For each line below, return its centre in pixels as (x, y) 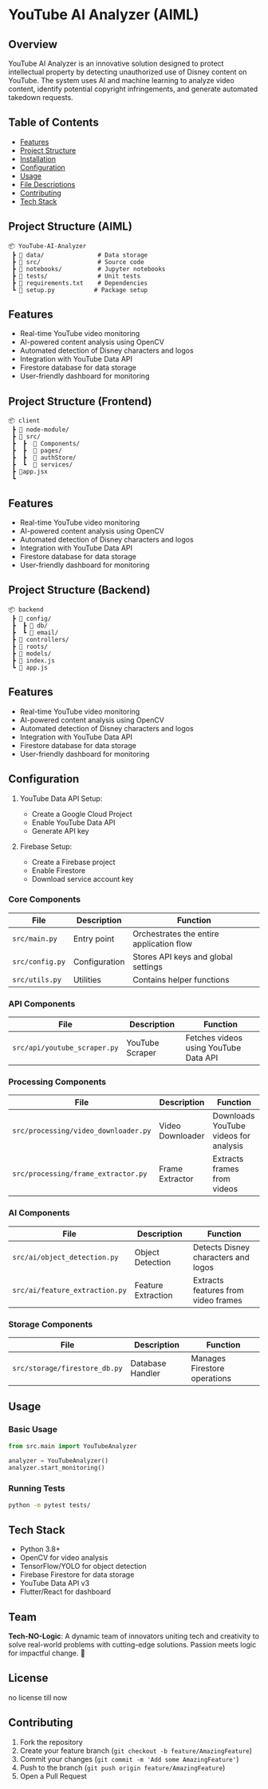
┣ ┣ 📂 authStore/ (44, 458)
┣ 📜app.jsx (30, 472)
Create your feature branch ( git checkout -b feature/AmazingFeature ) (136, 1751)
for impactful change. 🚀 (47, 1653)
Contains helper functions (181, 979)
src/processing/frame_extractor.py (80, 1174)
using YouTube (213, 1048)
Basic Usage (33, 1430)
